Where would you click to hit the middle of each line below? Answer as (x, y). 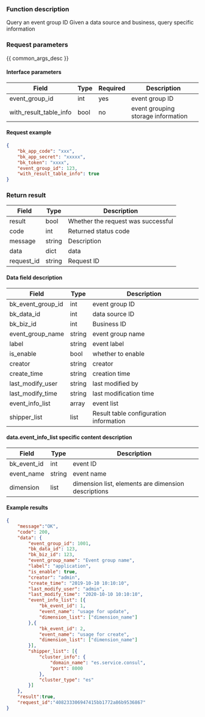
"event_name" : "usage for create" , (84, 634)
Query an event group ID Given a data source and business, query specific (100, 23)
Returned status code (99, 231)
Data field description (34, 278)
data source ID (113, 314)
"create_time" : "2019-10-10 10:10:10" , (79, 583)
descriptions (91, 491)
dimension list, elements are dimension (128, 484)
